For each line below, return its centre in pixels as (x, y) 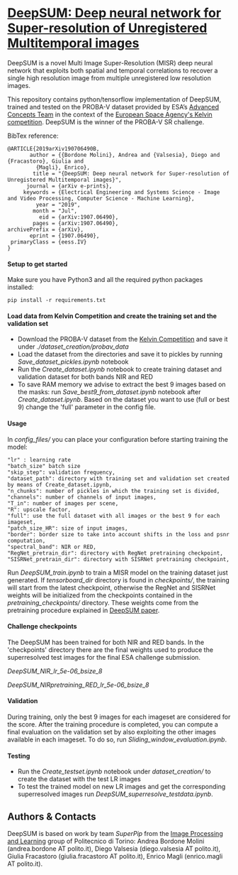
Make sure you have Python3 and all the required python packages (105, 280)
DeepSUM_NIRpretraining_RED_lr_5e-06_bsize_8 (78, 685)
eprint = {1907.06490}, (64, 236)
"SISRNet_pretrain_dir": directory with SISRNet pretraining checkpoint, (119, 559)
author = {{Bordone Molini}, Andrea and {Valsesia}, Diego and (125, 155)
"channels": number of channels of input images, (82, 497)
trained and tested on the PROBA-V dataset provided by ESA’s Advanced (113, 107)
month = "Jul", (55, 211)
